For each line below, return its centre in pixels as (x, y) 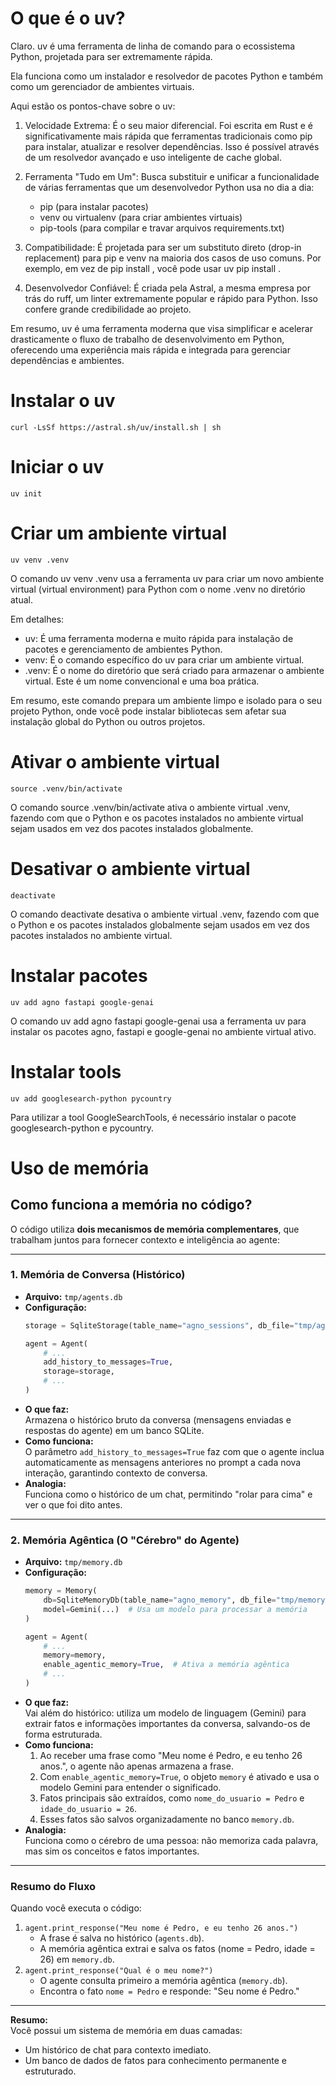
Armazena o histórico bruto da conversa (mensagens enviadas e (158, 1419)
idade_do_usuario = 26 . (88, 1808)
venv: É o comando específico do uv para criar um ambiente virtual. (164, 659)
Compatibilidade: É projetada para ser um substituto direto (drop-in (163, 247)
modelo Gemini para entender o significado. (130, 1787)
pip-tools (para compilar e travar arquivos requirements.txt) (162, 228)
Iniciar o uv (57, 467)
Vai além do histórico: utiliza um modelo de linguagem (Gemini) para (165, 1713)
